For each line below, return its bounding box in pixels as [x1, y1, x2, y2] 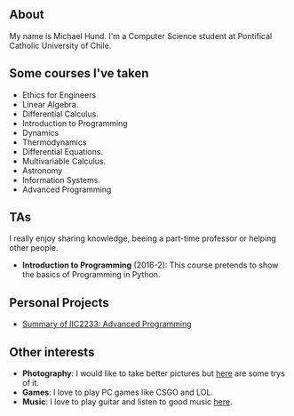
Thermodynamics [21, 137, 87, 148]
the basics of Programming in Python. [21, 269, 161, 280]
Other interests [9, 344, 95, 359]
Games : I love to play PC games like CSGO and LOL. [21, 387, 214, 398]
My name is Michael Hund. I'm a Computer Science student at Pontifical [9, 30, 273, 41]
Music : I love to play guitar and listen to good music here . [21, 396, 233, 407]
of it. [21, 378, 40, 388]
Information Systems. [21, 174, 100, 185]
